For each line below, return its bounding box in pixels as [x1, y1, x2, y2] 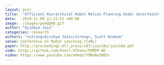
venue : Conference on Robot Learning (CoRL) [5, 39, 97, 44]
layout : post [5, 7, 32, 12]
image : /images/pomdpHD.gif [5, 21, 64, 26]
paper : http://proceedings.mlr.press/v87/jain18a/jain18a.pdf [5, 43, 134, 48]
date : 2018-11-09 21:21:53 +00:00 [5, 16, 80, 21]
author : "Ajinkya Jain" [5, 25, 54, 30]
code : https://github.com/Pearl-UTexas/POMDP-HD [5, 48, 106, 53]
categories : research [5, 30, 49, 35]
